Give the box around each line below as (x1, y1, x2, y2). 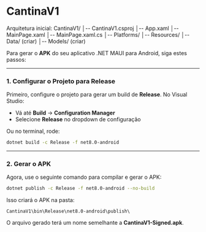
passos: (6, 56, 26, 63)
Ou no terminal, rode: (6, 127, 60, 135)
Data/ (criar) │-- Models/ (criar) (6, 37, 86, 45)
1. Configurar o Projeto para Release (6, 77, 115, 85)
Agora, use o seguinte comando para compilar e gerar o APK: (6, 173, 162, 181)
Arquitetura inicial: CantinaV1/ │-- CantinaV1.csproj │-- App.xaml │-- (6, 24, 179, 32)
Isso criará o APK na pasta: (6, 196, 75, 204)
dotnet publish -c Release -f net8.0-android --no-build (6, 185, 155, 192)
